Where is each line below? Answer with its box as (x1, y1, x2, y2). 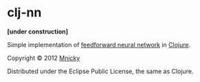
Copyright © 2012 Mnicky (7, 53, 80, 62)
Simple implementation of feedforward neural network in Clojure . (7, 40, 191, 49)
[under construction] (7, 27, 69, 36)
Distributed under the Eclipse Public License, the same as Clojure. (7, 67, 194, 75)
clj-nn (7, 5, 42, 20)
